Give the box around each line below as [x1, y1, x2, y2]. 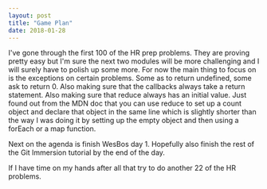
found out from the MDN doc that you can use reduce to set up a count [8, 98, 241, 108]
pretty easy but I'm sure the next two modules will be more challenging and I [8, 56, 260, 66]
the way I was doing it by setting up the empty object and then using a [8, 116, 239, 125]
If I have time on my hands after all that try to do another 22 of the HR [8, 164, 237, 173]
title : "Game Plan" [8, 19, 73, 27]
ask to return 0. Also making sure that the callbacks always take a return [8, 82, 245, 91]
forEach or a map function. [8, 124, 96, 133]
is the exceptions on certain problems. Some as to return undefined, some [8, 73, 253, 83]
